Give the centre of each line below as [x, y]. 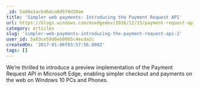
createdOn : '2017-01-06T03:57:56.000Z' [56, 45]
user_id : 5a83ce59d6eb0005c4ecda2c [50, 39]
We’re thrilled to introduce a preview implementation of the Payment [90, 67]
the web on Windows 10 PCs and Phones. [57, 80]
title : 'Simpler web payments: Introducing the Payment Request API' [94, 17]
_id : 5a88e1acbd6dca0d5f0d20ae [45, 12]
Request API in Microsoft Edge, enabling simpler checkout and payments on [99, 73]
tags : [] [17, 51]
